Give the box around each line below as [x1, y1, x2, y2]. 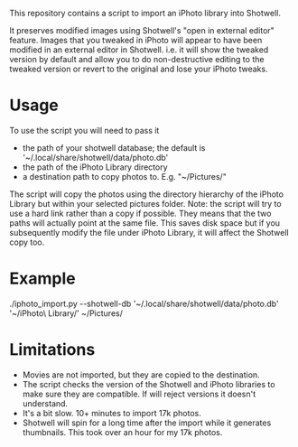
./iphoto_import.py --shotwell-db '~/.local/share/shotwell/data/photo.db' [9, 298, 279, 309]
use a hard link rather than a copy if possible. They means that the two [9, 208, 272, 219]
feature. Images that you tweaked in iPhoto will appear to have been [9, 35, 263, 45]
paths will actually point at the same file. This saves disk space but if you [9, 217, 281, 228]
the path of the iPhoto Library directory [22, 162, 169, 172]
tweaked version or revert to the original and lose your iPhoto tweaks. [9, 63, 268, 74]
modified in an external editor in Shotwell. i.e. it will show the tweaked [9, 44, 269, 55]
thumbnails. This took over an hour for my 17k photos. [22, 426, 223, 437]
